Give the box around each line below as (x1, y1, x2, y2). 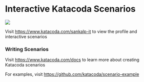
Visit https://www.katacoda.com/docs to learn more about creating (5, 57, 140, 63)
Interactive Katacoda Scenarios (5, 3, 136, 15)
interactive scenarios (5, 33, 47, 39)
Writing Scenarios (5, 46, 49, 52)
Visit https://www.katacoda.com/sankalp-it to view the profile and (5, 28, 138, 34)
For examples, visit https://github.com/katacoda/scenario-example (5, 71, 139, 77)
